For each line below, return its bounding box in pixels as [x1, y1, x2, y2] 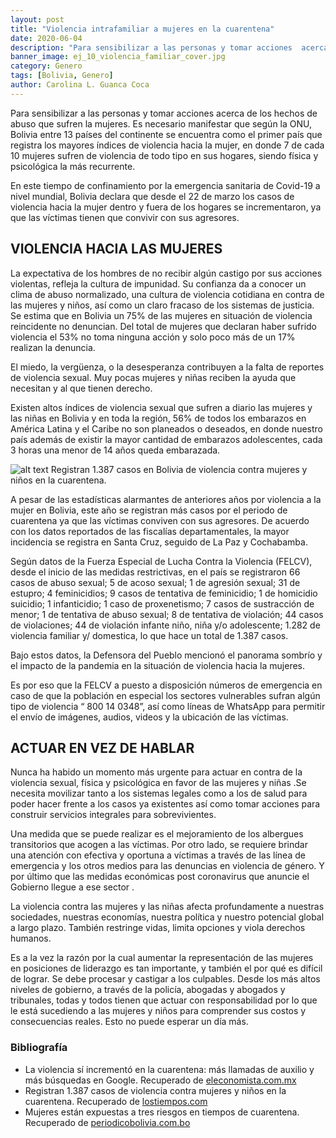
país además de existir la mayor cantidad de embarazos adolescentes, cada [10, 433, 323, 445]
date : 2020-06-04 [10, 33, 83, 43]
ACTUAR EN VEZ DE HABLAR [10, 739, 195, 756]
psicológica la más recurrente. [10, 160, 136, 172]
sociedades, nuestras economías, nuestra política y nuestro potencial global [10, 911, 325, 923]
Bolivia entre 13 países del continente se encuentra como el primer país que [10, 128, 323, 140]
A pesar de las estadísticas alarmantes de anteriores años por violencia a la [10, 493, 322, 505]
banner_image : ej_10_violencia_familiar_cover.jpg [10, 52, 226, 62]
